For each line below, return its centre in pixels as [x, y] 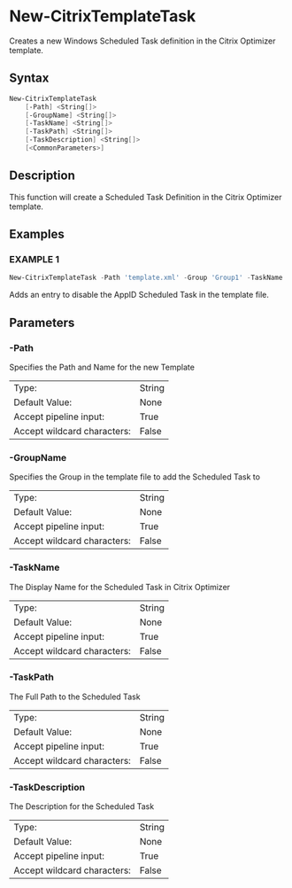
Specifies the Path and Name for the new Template [102, 367]
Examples [37, 234]
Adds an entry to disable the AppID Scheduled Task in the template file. [139, 295]
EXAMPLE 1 [35, 259]
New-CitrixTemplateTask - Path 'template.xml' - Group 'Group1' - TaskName [146, 278]
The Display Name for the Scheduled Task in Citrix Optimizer [120, 587]
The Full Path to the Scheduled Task [75, 697]
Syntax [29, 78]
